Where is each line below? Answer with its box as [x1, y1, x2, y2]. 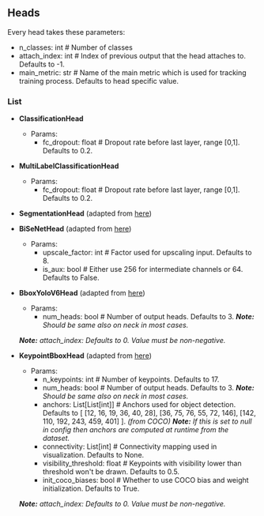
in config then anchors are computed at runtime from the [42, 425, 229, 435]
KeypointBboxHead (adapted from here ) [18, 351, 152, 360]
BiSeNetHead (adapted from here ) [18, 224, 132, 234]
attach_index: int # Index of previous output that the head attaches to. [18, 51, 247, 60]
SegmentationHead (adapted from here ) [18, 209, 152, 218]
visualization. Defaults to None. [42, 450, 145, 460]
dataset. [42, 434, 70, 443]
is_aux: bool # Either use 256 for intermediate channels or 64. [42, 265, 243, 274]
